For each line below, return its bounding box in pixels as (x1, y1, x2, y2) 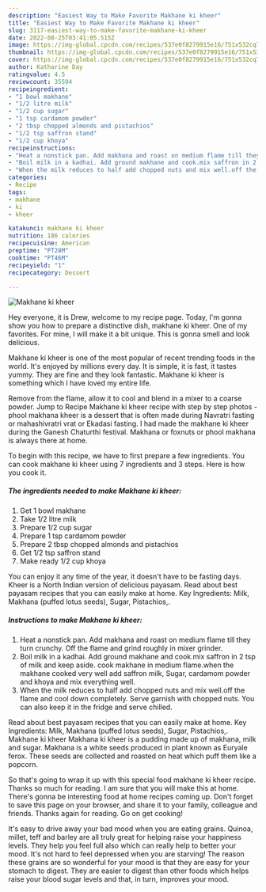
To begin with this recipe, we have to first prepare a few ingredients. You (8, 451, 245, 461)
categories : (8, 173, 47, 182)
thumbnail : (8, 48, 44, 56)
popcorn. (8, 760, 38, 769)
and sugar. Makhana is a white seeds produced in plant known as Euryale (8, 743, 248, 753)
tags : (8, 188, 26, 196)
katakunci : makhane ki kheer (8, 225, 104, 233)
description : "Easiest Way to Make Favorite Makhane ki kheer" (8, 11, 222, 20)
